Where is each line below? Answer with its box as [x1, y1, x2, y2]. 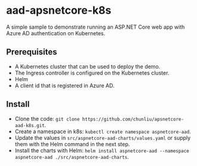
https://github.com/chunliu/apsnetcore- [82, 116, 184, 122]
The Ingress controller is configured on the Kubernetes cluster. [14, 69, 170, 76]
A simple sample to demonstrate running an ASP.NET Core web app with [6, 23, 185, 30]
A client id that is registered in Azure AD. [14, 82, 115, 89]
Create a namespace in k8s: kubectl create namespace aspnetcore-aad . [14, 128, 191, 135]
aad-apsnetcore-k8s [6, 4, 112, 17]
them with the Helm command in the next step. [14, 140, 130, 147]
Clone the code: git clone [14, 115, 80, 122]
